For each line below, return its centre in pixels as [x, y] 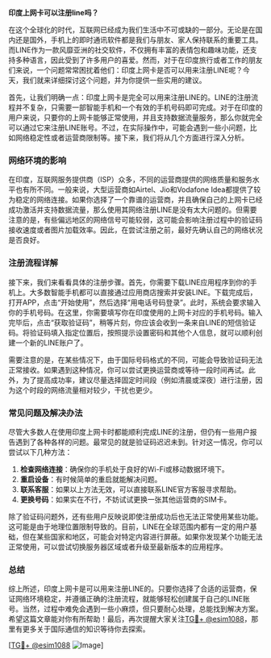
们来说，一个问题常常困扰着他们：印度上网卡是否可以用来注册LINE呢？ [126, 70]
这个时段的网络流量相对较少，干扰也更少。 [86, 389]
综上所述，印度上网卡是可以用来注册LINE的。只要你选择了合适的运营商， [129, 589]
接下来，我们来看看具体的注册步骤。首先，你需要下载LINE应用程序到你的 [129, 282]
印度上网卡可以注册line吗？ [54, 12]
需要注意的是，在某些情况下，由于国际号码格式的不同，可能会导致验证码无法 [135, 360]
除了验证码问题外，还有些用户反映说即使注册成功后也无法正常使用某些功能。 [135, 516]
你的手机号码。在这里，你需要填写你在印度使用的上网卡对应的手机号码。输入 [135, 312]
